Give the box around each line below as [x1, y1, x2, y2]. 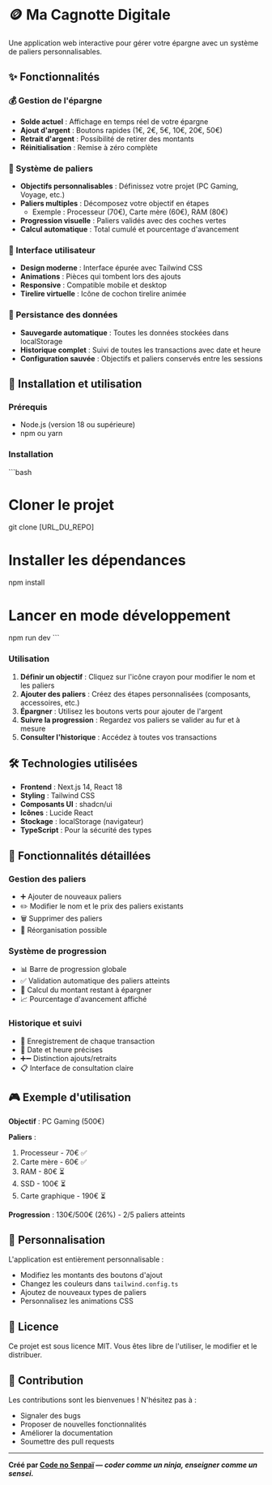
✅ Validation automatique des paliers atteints [19, 976, 170, 986]
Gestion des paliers [8, 873, 87, 884]
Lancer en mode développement [8, 606, 231, 624]
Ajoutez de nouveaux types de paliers [19, 1288, 147, 1297]
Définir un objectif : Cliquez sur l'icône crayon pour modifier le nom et [19, 671, 256, 681]
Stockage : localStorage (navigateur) [19, 817, 144, 827]
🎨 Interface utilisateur [8, 244, 96, 256]
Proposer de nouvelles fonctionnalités [19, 1419, 147, 1429]
